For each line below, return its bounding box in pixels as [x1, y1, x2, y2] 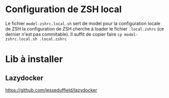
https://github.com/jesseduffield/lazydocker [5, 87, 97, 93]
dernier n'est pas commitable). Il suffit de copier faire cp [5, 31, 122, 37]
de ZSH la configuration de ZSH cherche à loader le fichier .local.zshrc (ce [5, 25, 164, 31]
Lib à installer [5, 53, 63, 65]
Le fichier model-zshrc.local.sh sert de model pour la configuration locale [5, 20, 161, 26]
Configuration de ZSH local [5, 4, 122, 15]
